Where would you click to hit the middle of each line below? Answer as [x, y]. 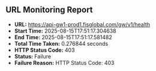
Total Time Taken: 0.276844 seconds [61, 43]
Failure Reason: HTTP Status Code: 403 [64, 63]
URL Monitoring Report [49, 10]
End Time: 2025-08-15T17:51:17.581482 [63, 37]
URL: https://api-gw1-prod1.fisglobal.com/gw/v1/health [82, 24]
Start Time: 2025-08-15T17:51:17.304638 [65, 31]
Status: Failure [33, 56]
